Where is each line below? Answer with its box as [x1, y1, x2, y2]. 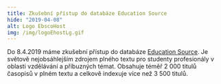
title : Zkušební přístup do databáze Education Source [7, 10, 167, 17]
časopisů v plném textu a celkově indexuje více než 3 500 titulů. [7, 70, 189, 78]
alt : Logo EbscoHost [7, 23, 67, 29]
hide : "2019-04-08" [7, 16, 63, 23]
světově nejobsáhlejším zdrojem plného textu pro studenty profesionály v [7, 55, 215, 64]
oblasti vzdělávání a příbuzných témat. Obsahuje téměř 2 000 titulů [7, 62, 197, 70]
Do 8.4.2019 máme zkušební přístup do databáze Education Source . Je [7, 48, 209, 56]
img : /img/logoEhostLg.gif [7, 29, 84, 36]
